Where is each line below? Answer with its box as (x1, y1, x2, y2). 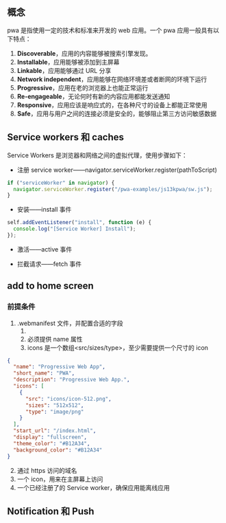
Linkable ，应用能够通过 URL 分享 (16, 66, 112, 74)
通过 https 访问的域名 (16, 466, 77, 474)
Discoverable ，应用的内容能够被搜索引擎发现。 (16, 49, 152, 57)
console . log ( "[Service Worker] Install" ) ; (13, 225, 136, 232)
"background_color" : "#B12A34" (13, 446, 103, 454)
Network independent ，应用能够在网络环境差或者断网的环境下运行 (16, 75, 208, 83)
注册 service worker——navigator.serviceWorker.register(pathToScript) (16, 166, 217, 174)
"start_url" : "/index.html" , (13, 427, 97, 434)
